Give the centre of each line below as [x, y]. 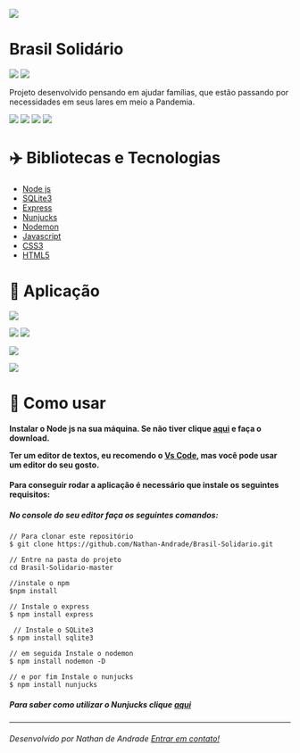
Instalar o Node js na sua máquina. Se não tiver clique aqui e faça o [135, 428]
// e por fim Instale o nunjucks [71, 677]
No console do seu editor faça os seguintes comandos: [114, 515]
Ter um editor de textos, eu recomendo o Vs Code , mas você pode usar [143, 455]
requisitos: [30, 494]
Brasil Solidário [67, 50]
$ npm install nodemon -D [57, 662]
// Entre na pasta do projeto [66, 560]
